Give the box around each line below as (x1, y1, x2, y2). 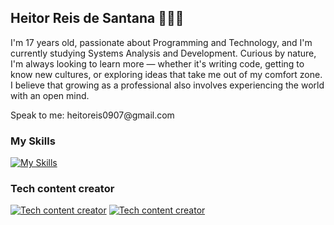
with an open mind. (10, 89, 90, 101)
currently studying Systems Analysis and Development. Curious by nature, (10, 47, 317, 59)
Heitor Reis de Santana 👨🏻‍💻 (10, 10, 185, 27)
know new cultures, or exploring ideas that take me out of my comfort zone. (10, 68, 323, 80)
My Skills (10, 134, 56, 148)
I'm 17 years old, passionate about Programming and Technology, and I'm (10, 36, 313, 48)
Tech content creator (10, 182, 115, 196)
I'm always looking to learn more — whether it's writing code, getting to (10, 57, 305, 70)
